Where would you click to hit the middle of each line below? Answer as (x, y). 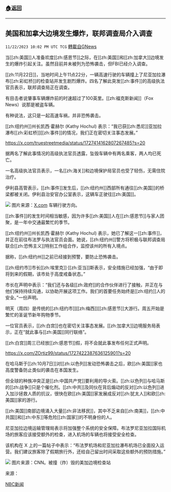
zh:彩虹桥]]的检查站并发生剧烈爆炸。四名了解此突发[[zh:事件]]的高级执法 (89, 81)
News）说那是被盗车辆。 (31, 105)
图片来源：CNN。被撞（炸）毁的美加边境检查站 (61, 462)
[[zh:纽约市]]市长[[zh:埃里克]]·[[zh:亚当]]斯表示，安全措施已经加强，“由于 (82, 268)
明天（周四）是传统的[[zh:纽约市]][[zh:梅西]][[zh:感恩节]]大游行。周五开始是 (85, 309)
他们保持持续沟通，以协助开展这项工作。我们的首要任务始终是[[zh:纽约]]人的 (85, 291)
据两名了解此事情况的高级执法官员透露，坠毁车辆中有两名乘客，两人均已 (81, 154)
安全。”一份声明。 (23, 298)
